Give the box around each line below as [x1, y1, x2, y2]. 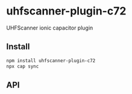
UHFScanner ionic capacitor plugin [6, 24, 93, 31]
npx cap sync [6, 63, 39, 69]
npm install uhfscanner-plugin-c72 [6, 57, 96, 64]
